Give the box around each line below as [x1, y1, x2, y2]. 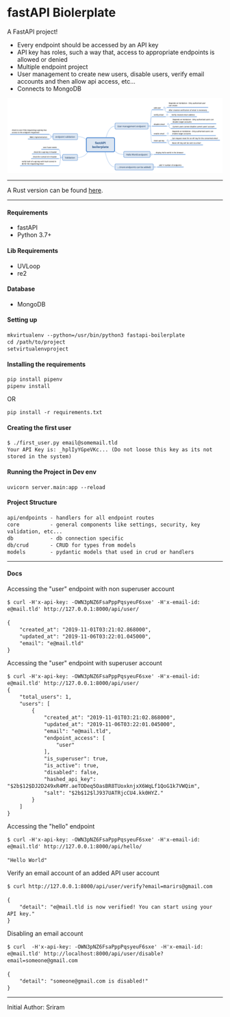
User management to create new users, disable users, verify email [16, 70, 205, 78]
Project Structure [7, 499, 57, 507]
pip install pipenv [7, 376, 63, 383]
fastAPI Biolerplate [7, 5, 116, 21]
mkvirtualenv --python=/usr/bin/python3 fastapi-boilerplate [7, 331, 186, 339]
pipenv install [7, 383, 51, 390]
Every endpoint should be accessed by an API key [16, 40, 159, 49]
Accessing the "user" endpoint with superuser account [7, 659, 162, 667]
